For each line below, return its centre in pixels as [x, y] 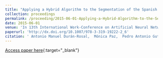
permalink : [16, 18]
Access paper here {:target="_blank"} [42, 50]
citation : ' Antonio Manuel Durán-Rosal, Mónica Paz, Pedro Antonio [78, 37]
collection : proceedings [30, 14]
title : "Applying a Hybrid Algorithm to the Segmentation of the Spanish [81, 9]
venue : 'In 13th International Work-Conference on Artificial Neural [77, 28]
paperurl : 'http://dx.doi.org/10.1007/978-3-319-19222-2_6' [67, 32]
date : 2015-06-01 [23, 23]
